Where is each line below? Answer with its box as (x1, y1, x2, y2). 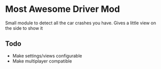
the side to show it (5, 25, 43, 31)
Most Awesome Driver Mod (5, 3, 120, 15)
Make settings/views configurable (12, 53, 82, 59)
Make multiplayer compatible (12, 58, 72, 64)
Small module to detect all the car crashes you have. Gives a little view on (5, 20, 156, 26)
